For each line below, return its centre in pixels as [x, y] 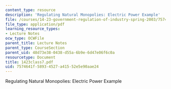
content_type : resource [31, 10]
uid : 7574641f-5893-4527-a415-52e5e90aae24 [52, 67]
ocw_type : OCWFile [25, 39]
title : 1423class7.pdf [29, 62]
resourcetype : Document [31, 57]
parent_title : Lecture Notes [36, 43]
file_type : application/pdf [35, 24]
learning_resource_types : [33, 29]
